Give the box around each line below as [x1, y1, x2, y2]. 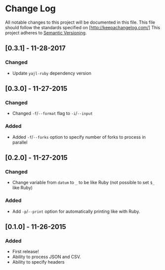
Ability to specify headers [12, 259, 65, 265]
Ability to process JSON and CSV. [12, 254, 81, 260]
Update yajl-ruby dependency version [12, 70, 91, 76]
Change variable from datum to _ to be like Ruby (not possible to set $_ [12, 180, 155, 186]
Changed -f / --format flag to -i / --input [12, 111, 93, 116]
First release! [12, 249, 39, 255]
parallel [12, 139, 28, 145]
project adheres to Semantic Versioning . [5, 30, 87, 36]
